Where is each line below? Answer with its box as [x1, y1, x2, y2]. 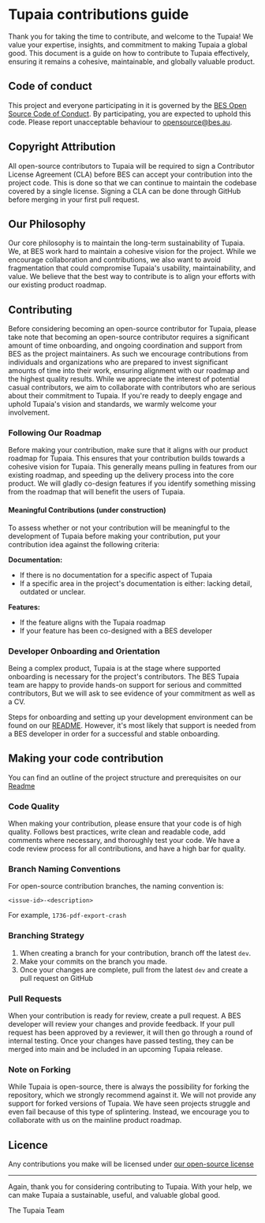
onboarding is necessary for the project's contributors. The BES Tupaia [8, 672, 240, 681]
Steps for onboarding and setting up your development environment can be [8, 712, 254, 721]
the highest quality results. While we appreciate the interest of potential [8, 375, 241, 384]
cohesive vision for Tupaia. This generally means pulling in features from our [8, 462, 257, 472]
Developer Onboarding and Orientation [8, 645, 160, 656]
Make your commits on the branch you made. [19, 956, 168, 966]
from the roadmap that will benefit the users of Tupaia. [8, 487, 185, 497]
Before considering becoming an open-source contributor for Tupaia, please [8, 324, 257, 334]
